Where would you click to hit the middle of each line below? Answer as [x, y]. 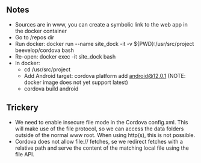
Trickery [23, 108]
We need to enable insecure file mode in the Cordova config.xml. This [101, 122]
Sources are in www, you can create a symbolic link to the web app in [101, 24]
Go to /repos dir [35, 37]
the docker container [41, 31]
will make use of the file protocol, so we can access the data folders [99, 129]
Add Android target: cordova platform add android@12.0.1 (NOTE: [105, 75]
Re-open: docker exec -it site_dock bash [65, 56]
